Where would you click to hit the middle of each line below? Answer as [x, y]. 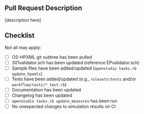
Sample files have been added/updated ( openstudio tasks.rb [74, 68]
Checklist [20, 36]
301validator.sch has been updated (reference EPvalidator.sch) [75, 62]
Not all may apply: [23, 47]
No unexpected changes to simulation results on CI [64, 107]
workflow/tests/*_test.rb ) [39, 84]
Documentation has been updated [46, 90]
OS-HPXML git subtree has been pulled [52, 57]
